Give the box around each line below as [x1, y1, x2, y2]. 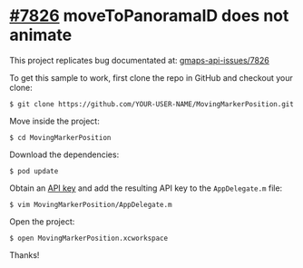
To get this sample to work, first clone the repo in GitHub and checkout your [9, 72, 293, 83]
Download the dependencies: [9, 149, 120, 160]
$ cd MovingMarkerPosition [9, 133, 112, 142]
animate [9, 25, 73, 45]
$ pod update [9, 166, 59, 175]
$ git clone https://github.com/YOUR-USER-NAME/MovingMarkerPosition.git [9, 99, 295, 109]
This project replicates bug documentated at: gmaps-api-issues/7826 [9, 55, 269, 65]
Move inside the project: [9, 115, 100, 126]
